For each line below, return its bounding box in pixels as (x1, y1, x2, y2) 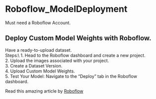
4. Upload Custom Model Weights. (5, 68, 75, 74)
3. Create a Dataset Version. (5, 63, 63, 68)
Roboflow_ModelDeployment (5, 3, 128, 15)
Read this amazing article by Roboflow (5, 88, 84, 94)
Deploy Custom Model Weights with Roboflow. (5, 34, 152, 42)
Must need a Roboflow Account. (5, 20, 71, 26)
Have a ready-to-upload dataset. (5, 47, 72, 53)
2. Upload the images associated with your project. (5, 58, 109, 64)
